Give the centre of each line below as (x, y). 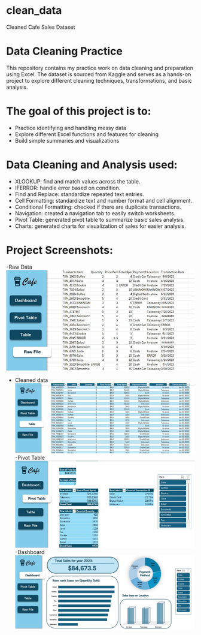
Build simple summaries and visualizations (67, 140)
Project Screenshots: (60, 250)
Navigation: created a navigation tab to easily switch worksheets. (95, 213)
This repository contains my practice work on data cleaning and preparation (100, 68)
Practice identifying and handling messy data (71, 128)
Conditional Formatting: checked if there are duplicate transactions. (98, 207)
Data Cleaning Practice (64, 51)
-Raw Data (19, 267)
